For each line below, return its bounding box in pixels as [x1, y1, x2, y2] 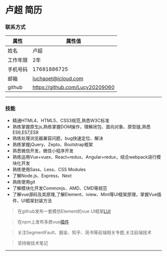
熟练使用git [12, 179, 36, 185]
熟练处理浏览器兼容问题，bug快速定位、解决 [12, 135, 103, 141]
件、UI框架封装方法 [12, 198, 52, 204]
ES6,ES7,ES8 [12, 129, 39, 135]
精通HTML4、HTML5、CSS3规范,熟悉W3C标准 [12, 117, 109, 123]
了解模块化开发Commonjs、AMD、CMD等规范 [12, 185, 107, 191]
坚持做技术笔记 [17, 240, 48, 246]
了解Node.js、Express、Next [12, 173, 72, 179]
